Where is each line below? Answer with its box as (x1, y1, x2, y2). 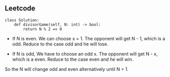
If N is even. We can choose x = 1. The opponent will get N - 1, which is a (12, 35, 165, 41)
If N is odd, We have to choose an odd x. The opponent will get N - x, (12, 50, 158, 57)
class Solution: (5, 17, 39, 22)
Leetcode (5, 4, 36, 13)
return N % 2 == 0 (23, 27, 62, 32)
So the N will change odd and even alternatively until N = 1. (5, 66, 129, 72)
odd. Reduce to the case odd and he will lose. (12, 41, 108, 47)
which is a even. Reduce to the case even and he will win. (12, 56, 134, 62)
